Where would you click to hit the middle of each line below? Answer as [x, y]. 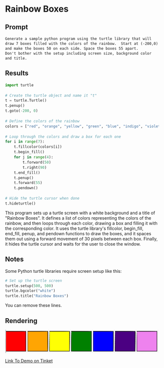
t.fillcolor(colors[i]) [38, 147]
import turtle [20, 85]
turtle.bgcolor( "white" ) [30, 291]
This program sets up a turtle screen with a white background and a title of [80, 213]
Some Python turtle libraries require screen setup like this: [63, 271]
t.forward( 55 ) [28, 183]
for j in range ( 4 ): [34, 157]
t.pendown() [26, 188]
